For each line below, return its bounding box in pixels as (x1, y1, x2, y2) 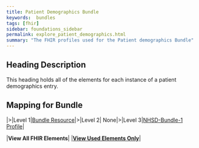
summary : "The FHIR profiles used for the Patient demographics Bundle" (6, 37, 194, 43)
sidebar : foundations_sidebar (6, 26, 83, 32)
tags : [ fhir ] (6, 20, 39, 26)
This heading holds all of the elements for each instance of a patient (6, 76, 177, 83)
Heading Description (6, 60, 86, 70)
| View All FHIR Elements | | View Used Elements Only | (6, 135, 141, 142)
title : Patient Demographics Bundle (6, 9, 99, 15)
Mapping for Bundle (6, 100, 83, 110)
